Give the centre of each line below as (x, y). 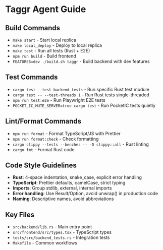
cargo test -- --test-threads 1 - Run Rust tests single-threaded (81, 95)
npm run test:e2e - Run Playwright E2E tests (59, 100)
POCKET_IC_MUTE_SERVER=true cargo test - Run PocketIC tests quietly (84, 105)
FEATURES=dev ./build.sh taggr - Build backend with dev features (81, 61)
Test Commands (32, 77)
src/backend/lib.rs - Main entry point (52, 227)
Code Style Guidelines (41, 166)
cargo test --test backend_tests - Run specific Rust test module (81, 89)
